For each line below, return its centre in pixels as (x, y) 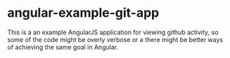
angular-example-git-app (83, 13)
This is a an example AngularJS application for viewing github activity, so (113, 32)
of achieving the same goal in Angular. (63, 47)
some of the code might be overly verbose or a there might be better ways (115, 39)
